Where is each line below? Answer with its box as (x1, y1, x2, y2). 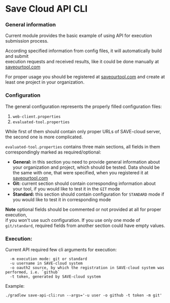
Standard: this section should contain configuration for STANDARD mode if (12, 191, 164, 197)
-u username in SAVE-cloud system (10, 261, 83, 266)
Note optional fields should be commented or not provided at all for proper (5, 206, 161, 212)
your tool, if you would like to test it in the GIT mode (12, 185, 120, 192)
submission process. (5, 38, 49, 44)
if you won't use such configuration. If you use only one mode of (5, 217, 141, 223)
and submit (5, 53, 29, 59)
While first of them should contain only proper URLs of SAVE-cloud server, (5, 128, 161, 134)
